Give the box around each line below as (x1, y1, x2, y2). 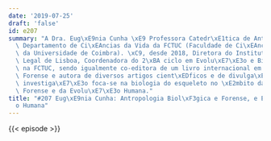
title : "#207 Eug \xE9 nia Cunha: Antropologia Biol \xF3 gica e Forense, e (8, 94, 258, 102)
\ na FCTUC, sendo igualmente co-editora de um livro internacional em (15, 64, 262, 73)
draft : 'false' (8, 19, 60, 27)
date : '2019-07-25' (8, 11, 74, 20)
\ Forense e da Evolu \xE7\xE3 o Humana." (15, 86, 153, 95)
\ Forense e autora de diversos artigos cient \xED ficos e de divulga (15, 72, 254, 80)
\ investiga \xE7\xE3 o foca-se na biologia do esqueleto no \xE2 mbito (15, 79, 254, 87)
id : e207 (8, 27, 38, 35)
